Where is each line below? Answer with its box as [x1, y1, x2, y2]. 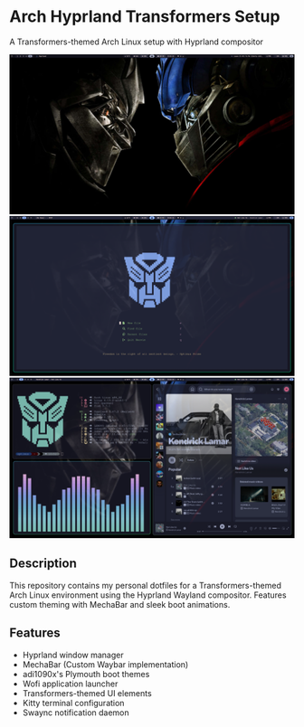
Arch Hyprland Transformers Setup [9, 6, 280, 27]
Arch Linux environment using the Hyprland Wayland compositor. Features [9, 590, 287, 600]
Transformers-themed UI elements [22, 687, 152, 698]
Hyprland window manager [22, 649, 124, 660]
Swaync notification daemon [22, 707, 129, 718]
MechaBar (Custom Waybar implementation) [22, 658, 189, 670]
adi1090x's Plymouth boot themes [22, 668, 150, 679]
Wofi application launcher [22, 678, 119, 689]
